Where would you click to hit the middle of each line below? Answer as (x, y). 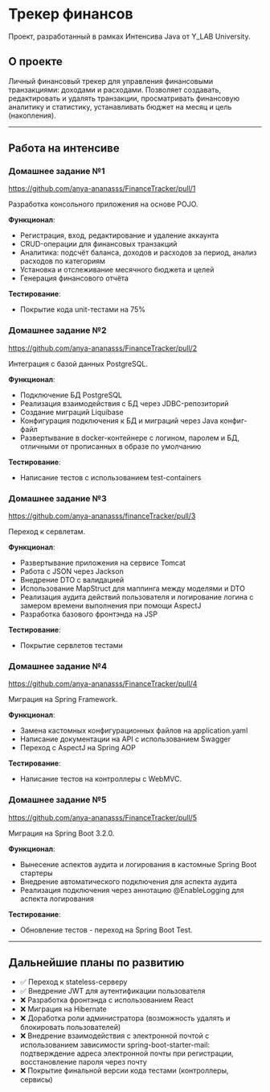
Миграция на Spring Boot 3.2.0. (61, 833)
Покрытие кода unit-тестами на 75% (83, 309)
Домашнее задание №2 (57, 330)
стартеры (37, 873)
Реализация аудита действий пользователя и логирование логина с (137, 597)
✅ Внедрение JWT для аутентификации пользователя (112, 991)
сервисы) (37, 1080)
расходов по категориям (63, 261)
